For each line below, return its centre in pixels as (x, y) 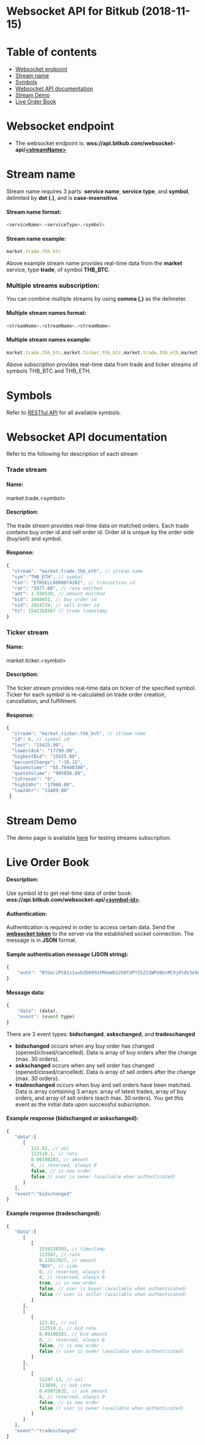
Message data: (26, 992)
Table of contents (52, 52)
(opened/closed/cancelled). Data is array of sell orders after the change (106, 1072)
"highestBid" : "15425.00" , (46, 756)
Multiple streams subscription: (53, 285)
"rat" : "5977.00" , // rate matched (57, 588)
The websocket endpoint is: (50, 143)
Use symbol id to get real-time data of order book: (69, 893)
